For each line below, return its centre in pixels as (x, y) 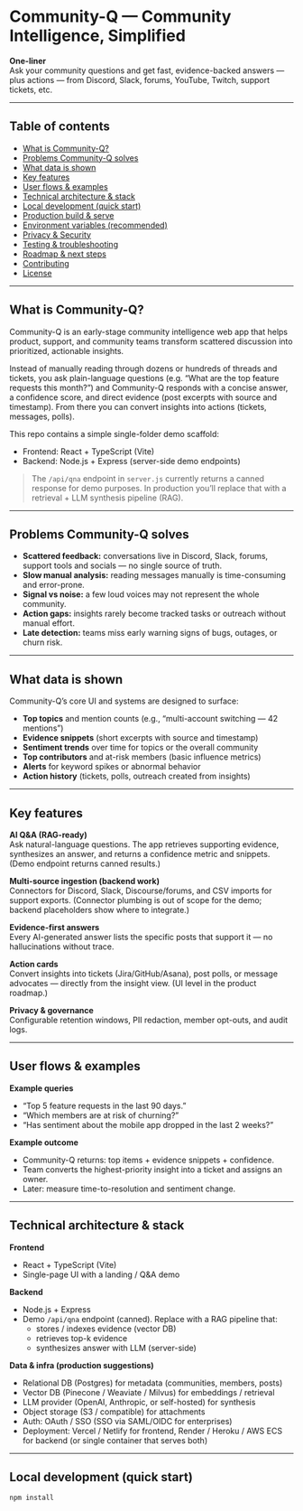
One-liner (28, 61)
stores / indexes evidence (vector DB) (106, 1329)
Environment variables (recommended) (95, 225)
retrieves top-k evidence (82, 1338)
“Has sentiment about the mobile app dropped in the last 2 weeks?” (148, 1124)
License (37, 273)
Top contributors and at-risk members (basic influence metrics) (142, 757)
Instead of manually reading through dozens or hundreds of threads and (143, 368)
